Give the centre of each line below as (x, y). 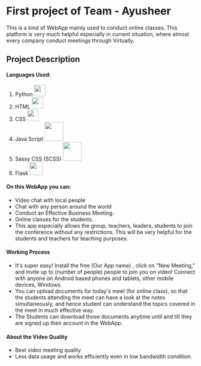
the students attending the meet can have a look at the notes (90, 297)
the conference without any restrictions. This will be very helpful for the (103, 232)
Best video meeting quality (48, 350)
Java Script (29, 139)
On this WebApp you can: (39, 187)
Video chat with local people (50, 200)
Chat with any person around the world (63, 206)
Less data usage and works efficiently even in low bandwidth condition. (103, 356)
